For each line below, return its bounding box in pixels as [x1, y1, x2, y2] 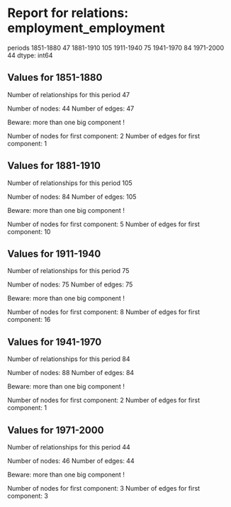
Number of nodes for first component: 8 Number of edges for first [7, 308, 201, 316]
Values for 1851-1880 [7, 72, 103, 84]
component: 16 [7, 316, 51, 324]
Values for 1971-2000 [7, 424, 104, 436]
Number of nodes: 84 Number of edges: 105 [7, 192, 137, 201]
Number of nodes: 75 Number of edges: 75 [7, 280, 133, 289]
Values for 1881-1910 [7, 160, 101, 172]
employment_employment [7, 20, 165, 36]
